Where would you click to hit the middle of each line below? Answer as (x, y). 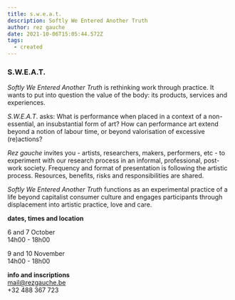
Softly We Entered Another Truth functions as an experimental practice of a (117, 190)
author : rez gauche (36, 27)
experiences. (27, 103)
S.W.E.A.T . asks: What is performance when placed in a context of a (107, 117)
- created (28, 47)
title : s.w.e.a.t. (35, 14)
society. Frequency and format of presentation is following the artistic (126, 168)
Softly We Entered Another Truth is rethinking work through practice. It (111, 88)
